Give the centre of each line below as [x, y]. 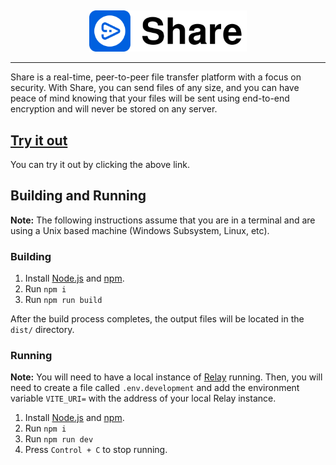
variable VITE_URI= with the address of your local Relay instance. [143, 398]
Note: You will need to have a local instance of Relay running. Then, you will [166, 377]
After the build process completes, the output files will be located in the [157, 319]
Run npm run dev [59, 439]
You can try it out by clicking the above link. [100, 164]
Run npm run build [63, 300]
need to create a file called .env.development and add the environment [155, 388]
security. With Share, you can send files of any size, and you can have [155, 88]
